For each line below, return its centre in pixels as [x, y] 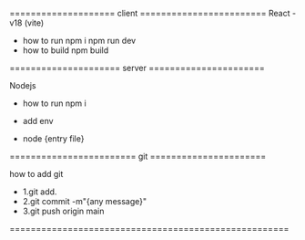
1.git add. [40, 192]
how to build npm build [66, 50]
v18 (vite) [27, 23]
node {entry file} [53, 139]
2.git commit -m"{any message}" [85, 201]
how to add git [36, 174]
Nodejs [23, 85]
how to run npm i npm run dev [79, 41]
